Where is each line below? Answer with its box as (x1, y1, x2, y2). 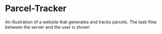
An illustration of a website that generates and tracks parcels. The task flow (5, 19, 157, 25)
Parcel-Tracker (5, 3, 67, 14)
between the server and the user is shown (5, 24, 90, 30)
